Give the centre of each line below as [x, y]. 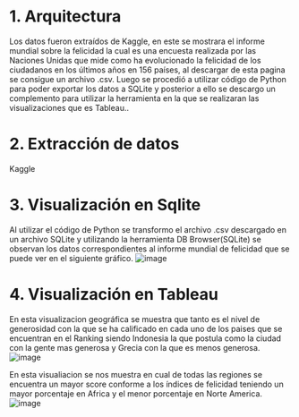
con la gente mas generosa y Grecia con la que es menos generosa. [135, 347]
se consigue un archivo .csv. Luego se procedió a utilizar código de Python [148, 79]
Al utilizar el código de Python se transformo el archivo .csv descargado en [148, 229]
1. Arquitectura [65, 17]
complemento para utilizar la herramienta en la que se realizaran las [134, 98]
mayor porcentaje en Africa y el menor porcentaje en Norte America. [136, 393]
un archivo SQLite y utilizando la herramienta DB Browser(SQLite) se [135, 239]
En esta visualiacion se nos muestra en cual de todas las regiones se [136, 374]
